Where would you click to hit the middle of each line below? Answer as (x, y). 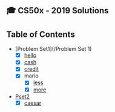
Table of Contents (41, 34)
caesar (33, 103)
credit (31, 69)
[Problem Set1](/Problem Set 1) (53, 49)
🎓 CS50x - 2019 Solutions (57, 11)
